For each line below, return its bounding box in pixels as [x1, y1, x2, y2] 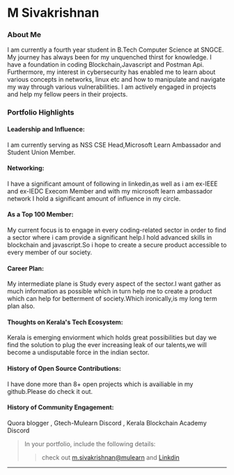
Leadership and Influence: [7, 125, 85, 133]
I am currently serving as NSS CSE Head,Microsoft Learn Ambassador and [7, 140, 221, 149]
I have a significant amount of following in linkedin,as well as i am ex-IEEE [7, 180, 218, 188]
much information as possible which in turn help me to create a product [7, 287, 212, 295]
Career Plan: [7, 264, 44, 272]
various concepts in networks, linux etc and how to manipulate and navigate [7, 75, 226, 84]
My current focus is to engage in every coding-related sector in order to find [7, 226, 226, 235]
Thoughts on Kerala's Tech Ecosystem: [7, 318, 123, 326]
